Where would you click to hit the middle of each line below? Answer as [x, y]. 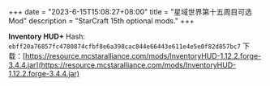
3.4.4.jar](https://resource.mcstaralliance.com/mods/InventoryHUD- [122, 65]
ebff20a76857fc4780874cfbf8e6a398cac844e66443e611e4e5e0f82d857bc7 [125, 47]
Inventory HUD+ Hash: [47, 36]
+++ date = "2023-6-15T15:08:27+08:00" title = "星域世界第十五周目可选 [131, 12]
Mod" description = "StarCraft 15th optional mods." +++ [101, 21]
